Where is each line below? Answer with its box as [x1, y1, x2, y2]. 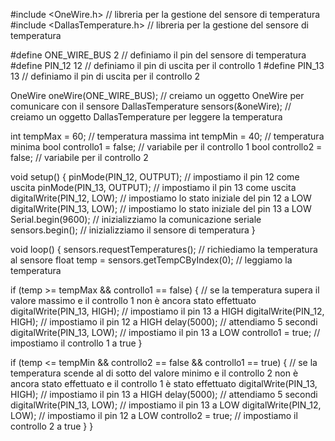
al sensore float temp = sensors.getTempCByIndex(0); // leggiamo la [10, 254, 293, 266]
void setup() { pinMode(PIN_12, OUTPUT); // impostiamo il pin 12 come [10, 171, 300, 183]
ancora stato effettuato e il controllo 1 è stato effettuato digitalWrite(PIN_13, [10, 378, 318, 389]
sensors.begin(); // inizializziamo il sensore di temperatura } [10, 224, 256, 236]
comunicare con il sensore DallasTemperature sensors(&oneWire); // [10, 100, 292, 112]
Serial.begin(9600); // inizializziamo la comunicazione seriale [10, 214, 262, 225]
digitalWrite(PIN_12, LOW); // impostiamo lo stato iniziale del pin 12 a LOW [10, 192, 312, 204]
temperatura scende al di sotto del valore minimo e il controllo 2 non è [10, 367, 299, 379]
